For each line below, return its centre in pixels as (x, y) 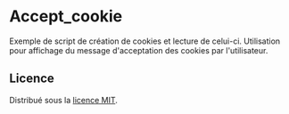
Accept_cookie (66, 16)
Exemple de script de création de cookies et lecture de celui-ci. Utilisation (145, 41)
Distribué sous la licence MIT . (64, 100)
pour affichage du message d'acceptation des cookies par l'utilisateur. (139, 50)
